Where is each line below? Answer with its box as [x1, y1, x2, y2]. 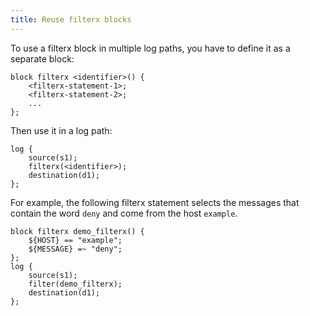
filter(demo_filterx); [28, 279, 123, 289]
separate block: [10, 52, 75, 65]
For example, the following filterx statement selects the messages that [10, 196, 300, 208]
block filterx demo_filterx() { [10, 226, 145, 236]
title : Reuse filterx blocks [10, 14, 132, 25]
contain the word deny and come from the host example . [10, 207, 238, 219]
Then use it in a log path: [10, 124, 113, 136]
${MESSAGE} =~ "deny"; [28, 244, 123, 254]
